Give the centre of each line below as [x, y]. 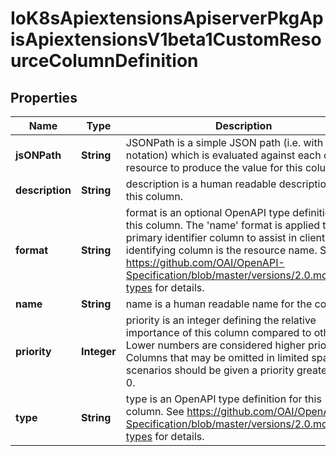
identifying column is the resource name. [221, 250]
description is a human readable [201, 184]
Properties [44, 97]
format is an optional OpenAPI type [208, 212]
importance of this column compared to [218, 332]
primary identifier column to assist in [211, 237]
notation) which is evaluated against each [223, 155]
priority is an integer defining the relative [221, 320]
